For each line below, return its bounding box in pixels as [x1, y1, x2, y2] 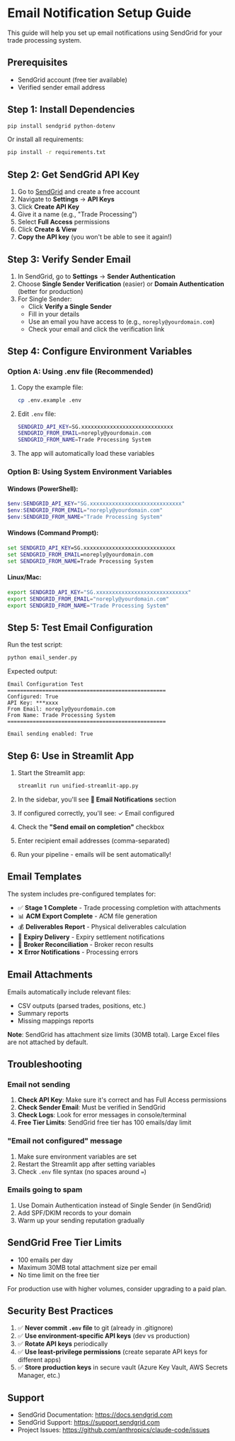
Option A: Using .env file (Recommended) [7, 367, 154, 377]
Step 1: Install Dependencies [7, 104, 135, 116]
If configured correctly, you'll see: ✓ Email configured [17, 809, 175, 817]
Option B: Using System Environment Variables [7, 467, 173, 477]
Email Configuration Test [7, 681, 84, 688]
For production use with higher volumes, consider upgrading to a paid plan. [7, 1284, 227, 1293]
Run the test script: [7, 640, 63, 649]
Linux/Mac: [7, 573, 42, 581]
